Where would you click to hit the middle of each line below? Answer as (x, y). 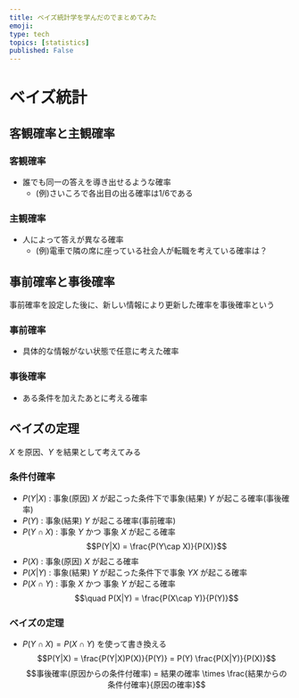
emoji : (21, 26)
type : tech (29, 34)
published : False (42, 51)
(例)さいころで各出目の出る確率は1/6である (114, 193)
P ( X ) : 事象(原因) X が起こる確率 (81, 561)
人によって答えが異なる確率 (73, 240)
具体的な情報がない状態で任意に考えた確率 (100, 351)
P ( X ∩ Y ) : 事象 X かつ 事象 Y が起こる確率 (99, 583)
